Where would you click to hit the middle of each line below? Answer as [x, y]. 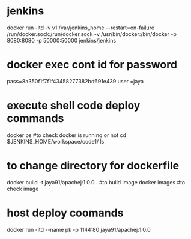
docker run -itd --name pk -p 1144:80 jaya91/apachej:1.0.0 [79, 229]
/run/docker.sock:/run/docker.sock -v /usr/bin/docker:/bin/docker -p [92, 34]
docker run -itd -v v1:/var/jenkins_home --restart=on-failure [81, 28]
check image [23, 189]
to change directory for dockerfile [93, 166]
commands [35, 119]
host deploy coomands [65, 213]
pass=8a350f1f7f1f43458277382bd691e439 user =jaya [75, 81]
